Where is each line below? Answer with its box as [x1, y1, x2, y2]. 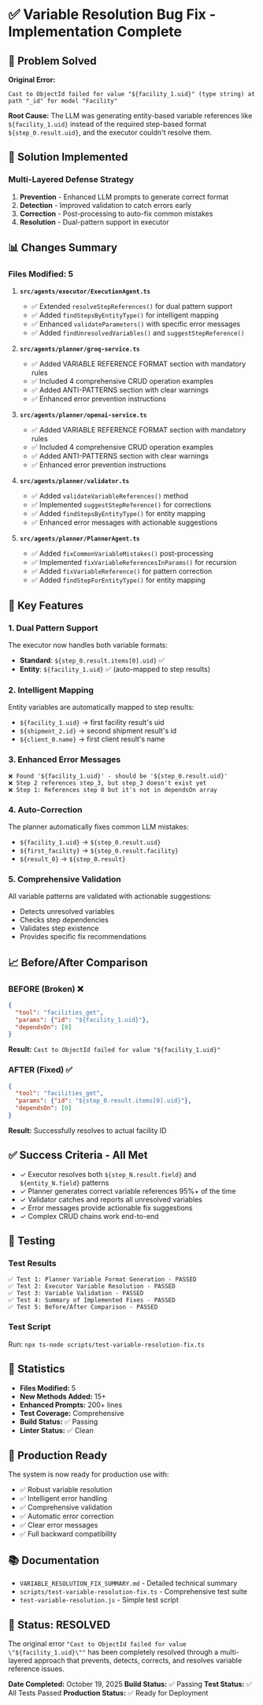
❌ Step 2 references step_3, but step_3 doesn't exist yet [8, 778, 207, 787]
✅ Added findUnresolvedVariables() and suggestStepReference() [31, 329, 245, 338]
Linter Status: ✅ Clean [19, 1425, 94, 1435]
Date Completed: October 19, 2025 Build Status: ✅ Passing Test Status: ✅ [8, 1680, 253, 1689]
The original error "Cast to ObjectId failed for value [8, 1639, 187, 1648]
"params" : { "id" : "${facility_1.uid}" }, [15, 1016, 150, 1023]
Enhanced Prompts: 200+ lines [19, 1400, 123, 1410]
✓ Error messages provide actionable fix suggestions [19, 1203, 193, 1213]
